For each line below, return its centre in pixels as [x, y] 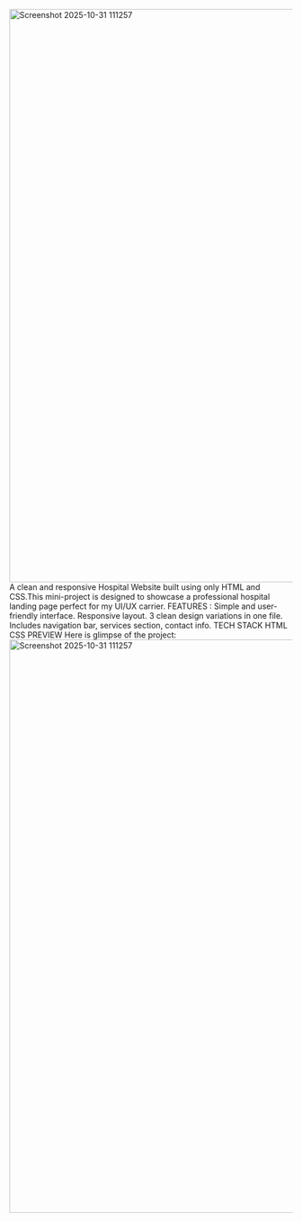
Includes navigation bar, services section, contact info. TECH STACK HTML [148, 625]
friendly [24, 615]
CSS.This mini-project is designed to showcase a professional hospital [140, 597]
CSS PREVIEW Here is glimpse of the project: [93, 635]
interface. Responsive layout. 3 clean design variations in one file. [161, 615]
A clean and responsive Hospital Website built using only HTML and [135, 587]
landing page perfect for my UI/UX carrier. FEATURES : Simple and [133, 606]
